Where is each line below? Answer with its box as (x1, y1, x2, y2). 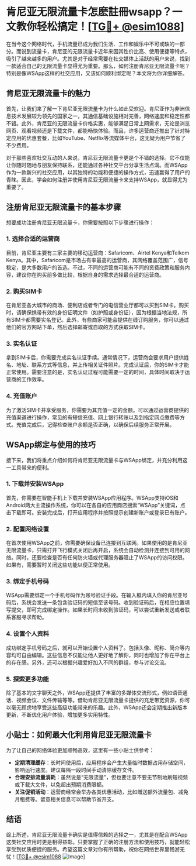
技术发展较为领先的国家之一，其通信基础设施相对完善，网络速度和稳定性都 (10, 112, 190, 119)
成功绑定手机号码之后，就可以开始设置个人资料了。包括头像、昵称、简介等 (6, 644, 185, 651)
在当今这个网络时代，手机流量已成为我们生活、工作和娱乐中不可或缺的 (6, 40, 175, 47)
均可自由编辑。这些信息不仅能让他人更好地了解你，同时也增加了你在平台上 (10, 651, 190, 658)
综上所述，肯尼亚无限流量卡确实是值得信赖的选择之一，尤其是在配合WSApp (6, 831, 188, 838)
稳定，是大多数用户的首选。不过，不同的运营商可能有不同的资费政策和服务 (6, 264, 185, 271)
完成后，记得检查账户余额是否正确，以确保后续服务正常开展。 (26, 421, 175, 428)
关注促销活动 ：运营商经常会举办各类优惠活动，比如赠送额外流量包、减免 (14, 788, 188, 795)
